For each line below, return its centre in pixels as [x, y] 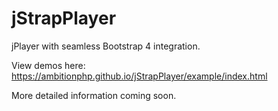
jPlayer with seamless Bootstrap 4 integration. [106, 46]
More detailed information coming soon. [94, 95]
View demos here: [48, 65]
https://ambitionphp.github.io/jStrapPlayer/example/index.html [139, 76]
